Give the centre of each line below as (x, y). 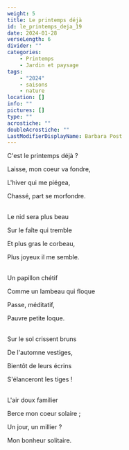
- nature (32, 91)
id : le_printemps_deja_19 (44, 26)
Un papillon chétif (33, 278)
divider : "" (24, 46)
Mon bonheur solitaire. (40, 440)
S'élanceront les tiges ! (40, 379)
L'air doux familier (33, 400)
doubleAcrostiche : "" (38, 130)
